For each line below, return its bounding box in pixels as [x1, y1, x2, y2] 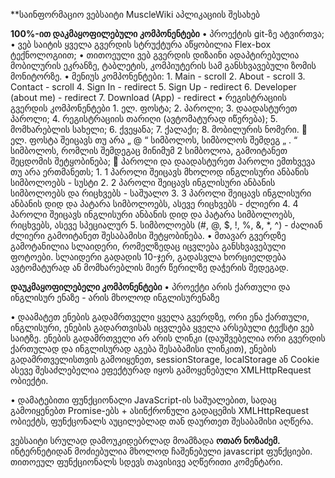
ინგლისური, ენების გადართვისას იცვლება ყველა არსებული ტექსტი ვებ [10, 322, 315, 333]
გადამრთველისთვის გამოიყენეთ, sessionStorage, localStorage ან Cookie [10, 354, 320, 365]
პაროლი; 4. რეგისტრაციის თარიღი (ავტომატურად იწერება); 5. [10, 113, 278, 124]
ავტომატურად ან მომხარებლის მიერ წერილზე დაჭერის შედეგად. [10, 262, 289, 273]
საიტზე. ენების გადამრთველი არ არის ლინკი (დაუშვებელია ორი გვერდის [10, 332, 326, 344]
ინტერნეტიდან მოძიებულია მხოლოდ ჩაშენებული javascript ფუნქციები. [10, 445, 313, 457]
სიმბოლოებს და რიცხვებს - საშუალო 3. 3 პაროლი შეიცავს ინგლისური [10, 187, 312, 199]
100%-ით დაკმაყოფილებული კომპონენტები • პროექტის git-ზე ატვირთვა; [10, 28, 325, 39]
